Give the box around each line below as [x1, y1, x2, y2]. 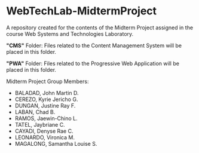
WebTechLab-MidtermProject [6, 4, 157, 18]
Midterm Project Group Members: [6, 78, 89, 85]
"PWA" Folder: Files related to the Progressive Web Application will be [6, 60, 179, 67]
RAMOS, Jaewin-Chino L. [14, 115, 78, 122]
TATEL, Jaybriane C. [14, 121, 65, 128]
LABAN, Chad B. [14, 108, 56, 115]
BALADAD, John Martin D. [14, 89, 79, 96]
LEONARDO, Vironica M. [14, 133, 75, 141]
